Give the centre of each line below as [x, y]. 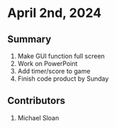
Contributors [36, 101]
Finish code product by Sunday [63, 78]
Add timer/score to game [54, 71]
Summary [29, 39]
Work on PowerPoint [47, 64]
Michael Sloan [38, 117]
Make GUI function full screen [61, 56]
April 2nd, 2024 [54, 13]
